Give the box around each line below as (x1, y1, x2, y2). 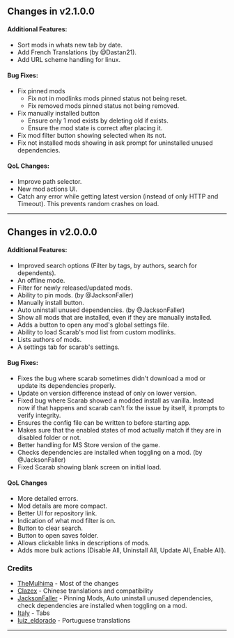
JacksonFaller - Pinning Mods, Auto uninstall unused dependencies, (17, 594, 213, 602)
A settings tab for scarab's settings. (17, 343, 120, 351)
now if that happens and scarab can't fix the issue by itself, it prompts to (17, 403, 225, 412)
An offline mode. (17, 276, 65, 284)
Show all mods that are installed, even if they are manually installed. (17, 313, 212, 321)
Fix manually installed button (17, 109, 100, 117)
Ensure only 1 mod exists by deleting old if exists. (27, 116, 169, 125)
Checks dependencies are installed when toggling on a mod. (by (17, 448, 203, 456)
